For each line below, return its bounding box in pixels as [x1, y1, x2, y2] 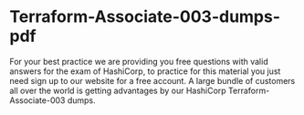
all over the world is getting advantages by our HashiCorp [9, 85, 226, 96]
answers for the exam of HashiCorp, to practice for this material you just [9, 66, 281, 77]
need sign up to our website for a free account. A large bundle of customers [9, 75, 296, 86]
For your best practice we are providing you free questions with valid [9, 56, 268, 67]
